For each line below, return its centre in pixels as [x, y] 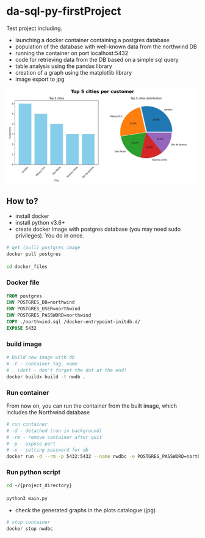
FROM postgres [24, 296]
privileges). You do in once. [49, 235]
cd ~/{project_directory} [39, 486]
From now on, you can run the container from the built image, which [92, 406]
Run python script [34, 473]
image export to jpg [40, 79]
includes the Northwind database [48, 412]
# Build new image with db [41, 357]
